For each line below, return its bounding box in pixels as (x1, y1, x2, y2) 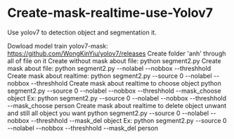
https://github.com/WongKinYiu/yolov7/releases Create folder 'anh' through (7, 49, 226, 58)
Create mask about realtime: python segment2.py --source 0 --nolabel (7, 72, 212, 80)
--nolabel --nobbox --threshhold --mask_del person (7, 124, 158, 132)
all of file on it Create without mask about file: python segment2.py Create (7, 56, 221, 65)
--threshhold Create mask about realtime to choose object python (30, 79, 221, 87)
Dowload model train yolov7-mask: (7, 41, 108, 50)
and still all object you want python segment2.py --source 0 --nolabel (7, 109, 209, 117)
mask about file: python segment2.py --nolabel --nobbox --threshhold (7, 64, 212, 72)
